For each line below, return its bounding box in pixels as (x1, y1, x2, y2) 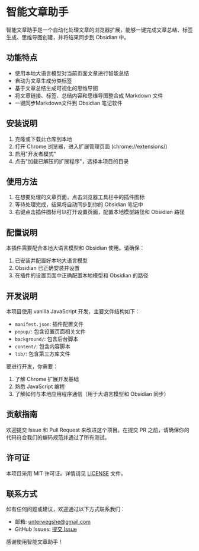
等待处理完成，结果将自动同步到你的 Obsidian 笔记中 (14, 201, 143, 208)
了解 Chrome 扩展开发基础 (14, 376, 79, 382)
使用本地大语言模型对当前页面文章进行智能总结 (14, 70, 129, 77)
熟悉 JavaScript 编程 (14, 383, 65, 390)
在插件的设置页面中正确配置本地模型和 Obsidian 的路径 (14, 272, 149, 279)
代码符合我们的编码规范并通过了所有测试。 (6, 433, 110, 440)
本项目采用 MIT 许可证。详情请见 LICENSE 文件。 (6, 470, 126, 477)
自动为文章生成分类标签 (14, 77, 72, 84)
